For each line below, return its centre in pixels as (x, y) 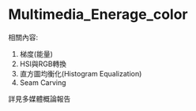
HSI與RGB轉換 (43, 64)
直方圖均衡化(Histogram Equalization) (81, 73)
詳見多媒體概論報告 (40, 98)
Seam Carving (43, 82)
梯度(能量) (36, 54)
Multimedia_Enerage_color (98, 15)
